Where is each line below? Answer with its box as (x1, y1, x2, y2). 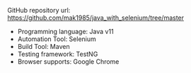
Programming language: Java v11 (17, 28, 115, 35)
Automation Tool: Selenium (17, 35, 97, 43)
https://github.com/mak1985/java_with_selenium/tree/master (7, 13, 185, 22)
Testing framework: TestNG (17, 50, 98, 58)
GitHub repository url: (7, 6, 71, 14)
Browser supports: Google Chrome (17, 57, 120, 66)
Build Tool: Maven (17, 43, 70, 50)
